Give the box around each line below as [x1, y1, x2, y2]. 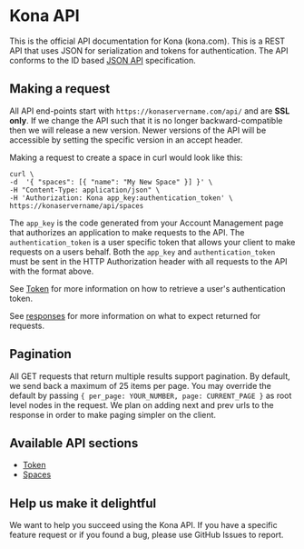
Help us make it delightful [9, 495, 157, 511]
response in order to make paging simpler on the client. [9, 409, 216, 420]
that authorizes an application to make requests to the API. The [9, 226, 245, 237]
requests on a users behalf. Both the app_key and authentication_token [9, 246, 276, 257]
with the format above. [9, 265, 94, 276]
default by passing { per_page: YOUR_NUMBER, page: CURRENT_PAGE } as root [9, 390, 292, 401]
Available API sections [9, 435, 139, 451]
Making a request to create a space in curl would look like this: [9, 152, 243, 163]
